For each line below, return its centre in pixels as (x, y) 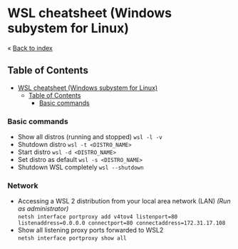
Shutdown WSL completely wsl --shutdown (81, 167)
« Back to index (30, 48)
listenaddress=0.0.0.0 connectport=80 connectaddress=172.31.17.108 (121, 223)
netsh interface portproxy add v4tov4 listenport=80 (98, 217)
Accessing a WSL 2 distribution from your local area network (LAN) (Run (124, 201)
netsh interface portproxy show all (72, 238)
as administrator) (43, 209)
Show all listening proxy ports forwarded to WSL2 (90, 230)
